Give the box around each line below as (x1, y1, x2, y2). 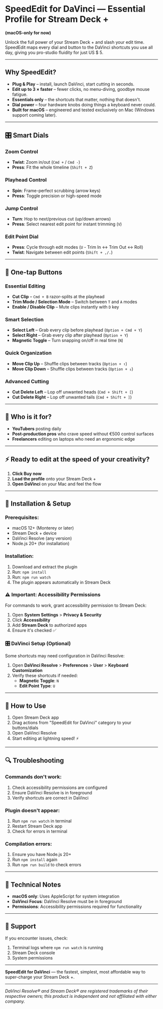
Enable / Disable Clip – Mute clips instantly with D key (12, 304, 119, 310)
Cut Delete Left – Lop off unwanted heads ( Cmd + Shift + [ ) (12, 389, 133, 394)
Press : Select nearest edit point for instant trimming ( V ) (12, 221, 122, 227)
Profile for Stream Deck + (5, 14, 109, 25)
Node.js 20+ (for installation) (12, 541, 70, 547)
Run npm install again (12, 856, 57, 863)
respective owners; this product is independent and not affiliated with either (5, 993, 157, 999)
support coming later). (12, 112, 57, 118)
